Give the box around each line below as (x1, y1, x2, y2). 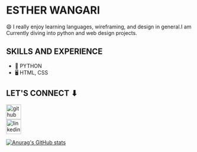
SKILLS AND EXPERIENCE (6, 47, 103, 57)
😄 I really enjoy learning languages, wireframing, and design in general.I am (6, 23, 192, 30)
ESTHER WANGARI (6, 4, 101, 17)
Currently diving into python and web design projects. (6, 29, 137, 36)
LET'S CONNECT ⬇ (6, 88, 78, 98)
